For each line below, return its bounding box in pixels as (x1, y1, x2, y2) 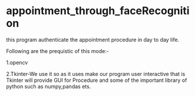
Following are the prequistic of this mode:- (6, 47, 109, 54)
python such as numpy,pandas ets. (6, 82, 91, 90)
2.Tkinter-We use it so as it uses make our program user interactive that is (6, 70, 186, 77)
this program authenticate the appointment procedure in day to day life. (6, 36, 180, 43)
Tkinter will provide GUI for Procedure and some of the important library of (6, 77, 187, 84)
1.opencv (6, 59, 28, 66)
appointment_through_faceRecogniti (6, 4, 190, 18)
